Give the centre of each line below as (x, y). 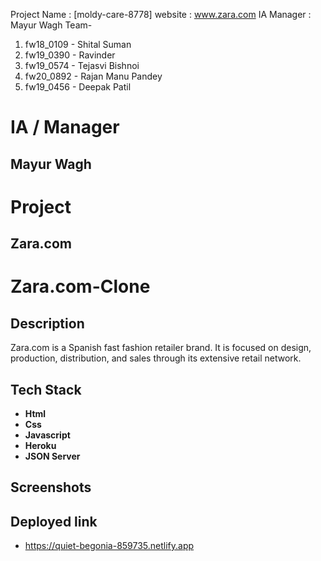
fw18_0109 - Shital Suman (78, 44)
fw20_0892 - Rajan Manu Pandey (93, 76)
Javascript (47, 435)
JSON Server (52, 456)
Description (47, 323)
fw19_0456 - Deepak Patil (78, 87)
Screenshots (51, 487)
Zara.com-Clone (80, 286)
